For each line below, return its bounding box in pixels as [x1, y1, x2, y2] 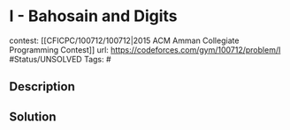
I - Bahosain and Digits [9, 6, 178, 26]
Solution [9, 109, 57, 124]
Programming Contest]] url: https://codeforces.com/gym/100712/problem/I [9, 44, 281, 54]
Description [9, 79, 75, 94]
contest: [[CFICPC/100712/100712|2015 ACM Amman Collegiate [9, 35, 240, 46]
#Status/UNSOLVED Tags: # [9, 54, 112, 64]
